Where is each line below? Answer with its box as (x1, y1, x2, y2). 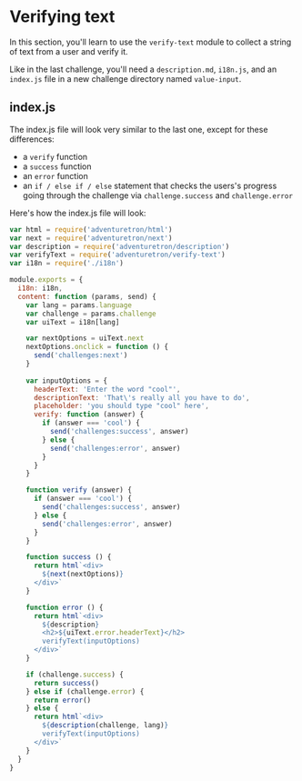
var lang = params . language (25, 300, 132, 310)
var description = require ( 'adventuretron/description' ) (9, 242, 230, 251)
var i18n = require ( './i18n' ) (9, 259, 125, 268)
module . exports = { (9, 275, 84, 285)
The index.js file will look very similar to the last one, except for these (9, 124, 268, 135)
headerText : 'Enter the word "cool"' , (33, 385, 181, 394)
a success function (22, 161, 93, 172)
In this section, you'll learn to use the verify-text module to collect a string (9, 36, 292, 47)
